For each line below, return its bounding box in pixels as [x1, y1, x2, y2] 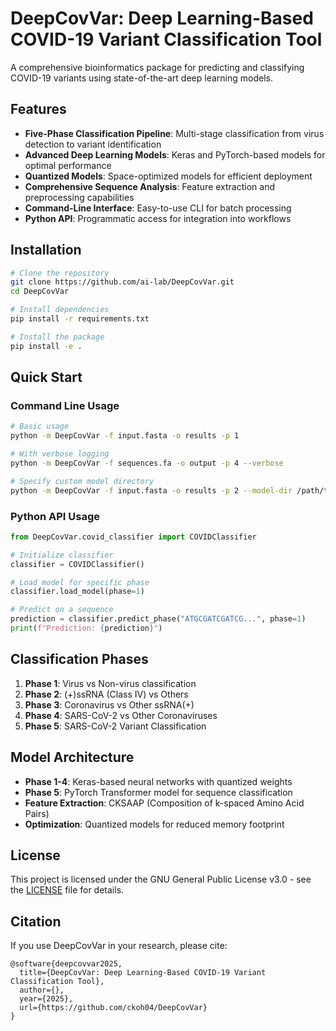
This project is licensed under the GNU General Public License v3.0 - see [10, 873, 312, 886]
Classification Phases [10, 651, 149, 668]
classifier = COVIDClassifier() [10, 559, 145, 569]
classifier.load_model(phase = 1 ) [10, 587, 145, 597]
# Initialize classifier [10, 550, 114, 560]
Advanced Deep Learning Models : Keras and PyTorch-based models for [24, 148, 326, 161]
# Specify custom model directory [10, 476, 155, 486]
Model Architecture [10, 749, 135, 766]
